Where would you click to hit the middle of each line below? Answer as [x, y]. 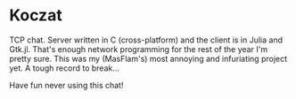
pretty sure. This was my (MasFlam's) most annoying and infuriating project [148, 58]
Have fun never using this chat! [66, 85]
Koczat [36, 15]
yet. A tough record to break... [65, 68]
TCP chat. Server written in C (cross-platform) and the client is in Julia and [146, 40]
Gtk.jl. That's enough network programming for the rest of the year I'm [139, 49]
